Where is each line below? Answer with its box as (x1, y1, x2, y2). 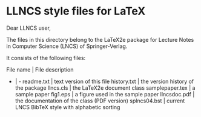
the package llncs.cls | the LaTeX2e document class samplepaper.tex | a (15, 84, 196, 92)
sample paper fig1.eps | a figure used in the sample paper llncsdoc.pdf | (15, 90, 195, 98)
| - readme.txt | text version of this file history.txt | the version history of (15, 78, 194, 85)
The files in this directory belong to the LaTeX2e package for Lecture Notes (6, 36, 194, 43)
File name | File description (6, 65, 74, 73)
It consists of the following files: (6, 54, 86, 61)
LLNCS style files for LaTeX (6, 4, 146, 18)
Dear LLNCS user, (6, 24, 51, 32)
